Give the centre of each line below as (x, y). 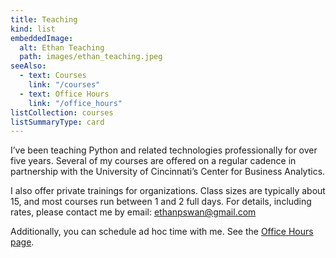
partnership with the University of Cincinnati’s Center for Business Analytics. (168, 172)
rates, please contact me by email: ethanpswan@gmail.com (133, 212)
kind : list (33, 29)
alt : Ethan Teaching (62, 47)
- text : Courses (53, 76)
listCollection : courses (62, 112)
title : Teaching (44, 19)
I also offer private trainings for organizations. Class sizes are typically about (168, 191)
